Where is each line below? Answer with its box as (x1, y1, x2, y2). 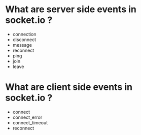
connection (12, 31, 37, 37)
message (12, 42, 32, 48)
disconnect (12, 37, 37, 43)
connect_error (12, 114, 43, 120)
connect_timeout (12, 119, 48, 125)
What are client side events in (5, 81, 133, 93)
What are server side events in (5, 4, 137, 15)
